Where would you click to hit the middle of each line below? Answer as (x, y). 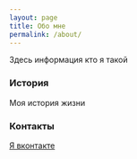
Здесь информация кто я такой (68, 60)
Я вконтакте (32, 146)
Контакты (32, 126)
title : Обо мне (38, 26)
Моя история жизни (47, 102)
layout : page (34, 18)
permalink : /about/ (46, 34)
